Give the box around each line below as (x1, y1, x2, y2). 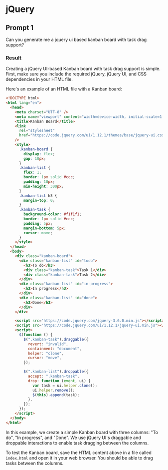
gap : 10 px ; (23, 156, 46, 161)
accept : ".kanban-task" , (27, 374, 80, 379)
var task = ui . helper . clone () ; (32, 383, 98, 388)
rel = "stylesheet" (18, 128, 55, 133)
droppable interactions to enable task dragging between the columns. (5, 440, 149, 446)
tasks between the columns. (5, 460, 64, 466)
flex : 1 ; (23, 170, 42, 175)
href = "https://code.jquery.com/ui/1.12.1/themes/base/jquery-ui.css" (18, 133, 167, 138)
